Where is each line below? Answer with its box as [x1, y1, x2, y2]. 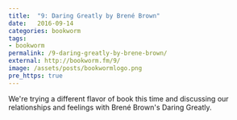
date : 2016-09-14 [8, 19, 74, 27]
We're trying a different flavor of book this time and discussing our [8, 93, 229, 103]
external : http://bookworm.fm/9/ [8, 57, 121, 65]
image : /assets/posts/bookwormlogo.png [8, 64, 143, 72]
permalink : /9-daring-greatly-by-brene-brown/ [8, 49, 168, 57]
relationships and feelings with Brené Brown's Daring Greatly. [8, 102, 212, 112]
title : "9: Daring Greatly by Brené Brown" [8, 11, 160, 20]
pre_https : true [8, 72, 63, 80]
